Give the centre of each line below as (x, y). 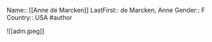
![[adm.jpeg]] (26, 31)
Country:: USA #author (40, 17)
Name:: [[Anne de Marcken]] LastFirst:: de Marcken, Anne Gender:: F (106, 10)
